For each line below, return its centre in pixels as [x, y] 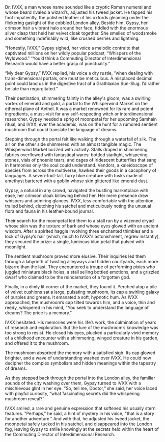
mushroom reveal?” [25, 399]
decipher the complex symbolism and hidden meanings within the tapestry [81, 363]
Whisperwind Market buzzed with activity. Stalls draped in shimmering [76, 150]
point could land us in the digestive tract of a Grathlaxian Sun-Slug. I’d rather [82, 83]
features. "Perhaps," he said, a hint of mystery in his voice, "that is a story [80, 414]
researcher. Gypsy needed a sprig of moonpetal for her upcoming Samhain [81, 119]
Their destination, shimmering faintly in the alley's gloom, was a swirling [78, 98]
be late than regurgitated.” [31, 89]
